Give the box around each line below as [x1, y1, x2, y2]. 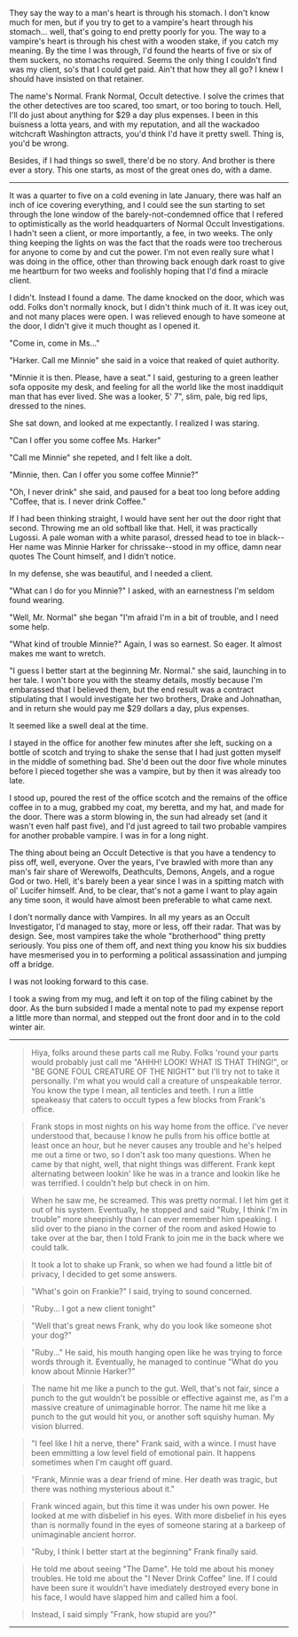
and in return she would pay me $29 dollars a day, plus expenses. [9, 703, 250, 713]
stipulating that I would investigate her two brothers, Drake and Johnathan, [9, 694, 282, 704]
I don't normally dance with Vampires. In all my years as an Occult [9, 912, 250, 922]
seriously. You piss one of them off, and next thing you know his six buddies [9, 941, 286, 950]
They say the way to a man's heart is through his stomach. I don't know [9, 8, 271, 18]
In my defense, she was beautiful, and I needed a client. [9, 568, 214, 578]
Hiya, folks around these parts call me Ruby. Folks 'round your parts [30, 1047, 279, 1058]
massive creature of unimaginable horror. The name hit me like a [30, 1403, 267, 1412]
